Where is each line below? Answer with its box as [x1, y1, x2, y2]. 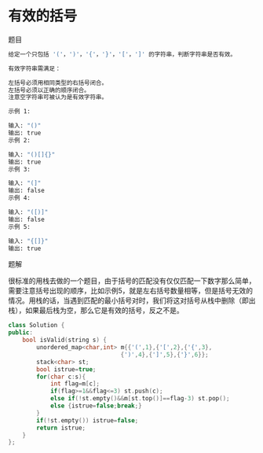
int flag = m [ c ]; [49, 380, 100, 388]
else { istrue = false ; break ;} [49, 402, 143, 410]
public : [8, 329, 34, 337]
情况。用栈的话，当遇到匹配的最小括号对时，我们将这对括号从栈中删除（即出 [8, 296, 256, 305]
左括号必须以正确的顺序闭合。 [8, 86, 90, 94]
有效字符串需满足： [8, 64, 61, 72]
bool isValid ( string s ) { [22, 336, 108, 344]
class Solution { [8, 322, 65, 330]
